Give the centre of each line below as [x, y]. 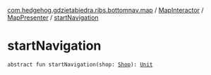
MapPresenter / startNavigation [53, 18]
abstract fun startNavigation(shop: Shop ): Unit [80, 64]
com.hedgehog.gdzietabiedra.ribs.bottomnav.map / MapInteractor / [105, 10]
